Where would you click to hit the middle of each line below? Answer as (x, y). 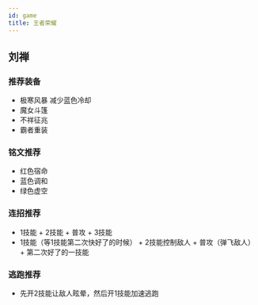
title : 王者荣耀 (32, 23)
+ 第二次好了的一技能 (54, 252)
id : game (23, 15)
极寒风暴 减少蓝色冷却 (55, 101)
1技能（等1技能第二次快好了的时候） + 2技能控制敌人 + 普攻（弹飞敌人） (137, 242)
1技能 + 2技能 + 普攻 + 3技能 (66, 232)
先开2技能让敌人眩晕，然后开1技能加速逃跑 (89, 293)
